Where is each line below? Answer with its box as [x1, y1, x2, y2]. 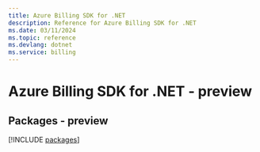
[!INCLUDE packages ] [8, 135, 80, 144]
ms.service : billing [8, 48, 77, 56]
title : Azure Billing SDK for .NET [8, 11, 126, 20]
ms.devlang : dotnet [8, 41, 73, 49]
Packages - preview [8, 114, 109, 127]
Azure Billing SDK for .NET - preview [8, 82, 252, 101]
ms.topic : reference [8, 33, 77, 42]
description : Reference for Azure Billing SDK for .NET [8, 19, 197, 27]
